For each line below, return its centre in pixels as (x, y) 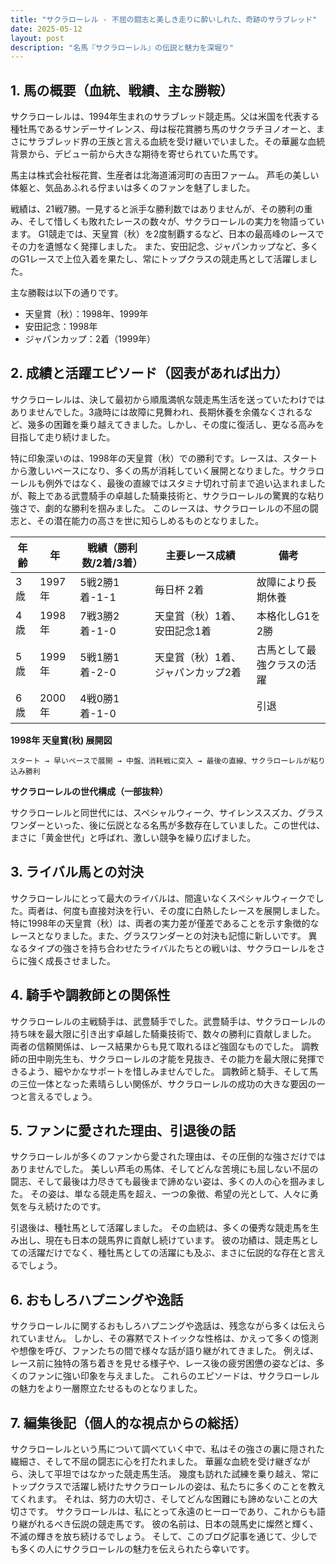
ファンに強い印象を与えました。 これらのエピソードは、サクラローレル (173, 1376)
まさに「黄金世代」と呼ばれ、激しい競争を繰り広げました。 (133, 837)
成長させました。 (80, 960)
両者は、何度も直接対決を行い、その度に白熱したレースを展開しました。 (176, 910)
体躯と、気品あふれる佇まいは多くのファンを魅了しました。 (133, 188)
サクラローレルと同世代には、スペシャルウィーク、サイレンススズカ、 (154, 812)
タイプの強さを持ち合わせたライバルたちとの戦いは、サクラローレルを (172, 948)
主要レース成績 (200, 555)
